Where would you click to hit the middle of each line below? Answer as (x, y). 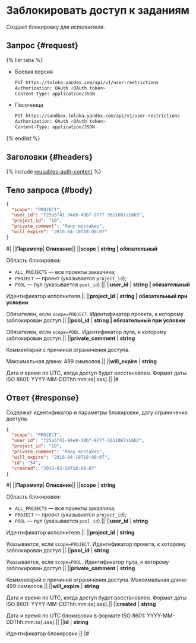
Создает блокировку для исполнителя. (56, 27)
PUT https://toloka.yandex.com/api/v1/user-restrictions (87, 82)
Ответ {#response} (43, 398)
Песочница (29, 105)
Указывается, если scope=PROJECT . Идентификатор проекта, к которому (96, 544)
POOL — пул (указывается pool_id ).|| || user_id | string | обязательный (102, 285)
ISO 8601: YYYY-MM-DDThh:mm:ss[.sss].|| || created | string (81, 604)
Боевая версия (34, 72)
